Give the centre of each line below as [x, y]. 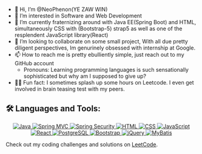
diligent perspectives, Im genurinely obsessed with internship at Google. [105, 48]
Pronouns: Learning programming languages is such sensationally [106, 70]
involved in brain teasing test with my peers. [69, 89]
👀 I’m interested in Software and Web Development [78, 16]
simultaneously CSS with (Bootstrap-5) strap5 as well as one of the [98, 28]
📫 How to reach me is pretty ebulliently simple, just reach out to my [99, 55]
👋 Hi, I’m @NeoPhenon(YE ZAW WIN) [61, 9]
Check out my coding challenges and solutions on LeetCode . [82, 144]
